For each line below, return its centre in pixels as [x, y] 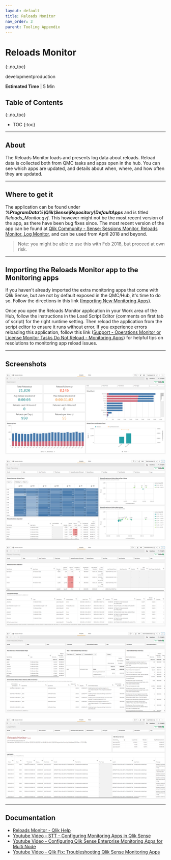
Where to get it [29, 195]
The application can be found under [43, 207]
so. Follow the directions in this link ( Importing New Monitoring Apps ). [78, 301]
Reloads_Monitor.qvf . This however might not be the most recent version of [84, 218]
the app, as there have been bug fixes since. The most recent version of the [85, 223]
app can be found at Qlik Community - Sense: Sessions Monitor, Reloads [81, 228]
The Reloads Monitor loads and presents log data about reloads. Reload [80, 157]
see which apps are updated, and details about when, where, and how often [85, 168]
